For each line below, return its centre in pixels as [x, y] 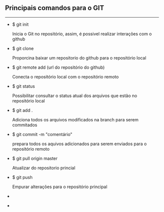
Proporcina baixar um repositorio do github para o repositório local [79, 58]
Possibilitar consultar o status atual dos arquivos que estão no [75, 96]
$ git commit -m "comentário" [42, 134]
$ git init [20, 24]
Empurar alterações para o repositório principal [60, 187]
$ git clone [23, 48]
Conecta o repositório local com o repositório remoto [65, 77]
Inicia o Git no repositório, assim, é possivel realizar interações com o [82, 34]
